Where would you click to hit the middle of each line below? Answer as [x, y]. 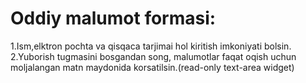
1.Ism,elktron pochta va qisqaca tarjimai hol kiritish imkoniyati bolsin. [151, 46]
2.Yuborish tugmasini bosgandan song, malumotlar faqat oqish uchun [153, 56]
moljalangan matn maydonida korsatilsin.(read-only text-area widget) [152, 67]
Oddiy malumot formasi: [113, 18]
